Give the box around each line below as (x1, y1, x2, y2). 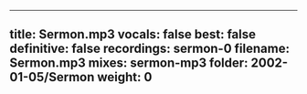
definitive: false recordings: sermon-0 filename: (9, 41, 291, 57)
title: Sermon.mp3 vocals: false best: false (9, 26, 256, 42)
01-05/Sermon (9, 69, 95, 85)
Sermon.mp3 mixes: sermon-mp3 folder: (9, 56, 249, 71)
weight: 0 (97, 69, 153, 85)
